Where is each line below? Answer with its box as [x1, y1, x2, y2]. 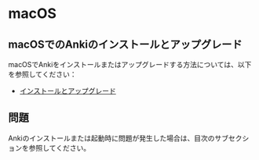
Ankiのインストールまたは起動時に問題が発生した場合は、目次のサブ [8, 133, 229, 143]
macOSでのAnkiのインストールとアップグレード [8, 37, 243, 51]
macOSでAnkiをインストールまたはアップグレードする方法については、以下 [8, 60, 252, 69]
